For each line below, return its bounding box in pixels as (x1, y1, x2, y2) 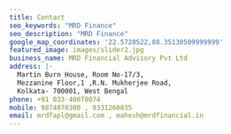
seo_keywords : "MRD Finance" (9, 21, 117, 30)
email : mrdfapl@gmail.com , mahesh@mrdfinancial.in (9, 111, 204, 120)
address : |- (9, 63, 53, 71)
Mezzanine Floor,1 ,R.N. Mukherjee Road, (17, 78, 173, 87)
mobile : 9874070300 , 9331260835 (9, 103, 133, 112)
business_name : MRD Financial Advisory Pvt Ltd (9, 54, 189, 63)
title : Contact (9, 12, 65, 22)
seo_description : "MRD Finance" (9, 29, 128, 38)
